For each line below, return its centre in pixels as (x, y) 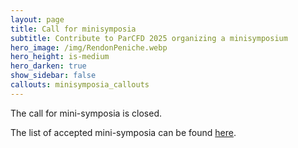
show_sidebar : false (53, 76)
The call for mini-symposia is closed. (86, 113)
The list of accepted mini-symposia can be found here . (123, 132)
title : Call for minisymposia (73, 29)
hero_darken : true (48, 66)
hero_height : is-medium (60, 57)
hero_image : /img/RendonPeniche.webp (89, 47)
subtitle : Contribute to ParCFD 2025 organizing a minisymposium (149, 38)
